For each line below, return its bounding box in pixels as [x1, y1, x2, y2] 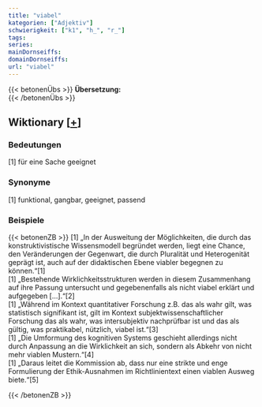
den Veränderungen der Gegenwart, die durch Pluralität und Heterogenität [8, 249, 250, 259]
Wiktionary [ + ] [8, 116, 81, 129]
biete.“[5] [8, 375, 39, 385]
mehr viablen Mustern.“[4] [8, 350, 95, 360]
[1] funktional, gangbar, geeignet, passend [8, 195, 146, 204]
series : [8, 41, 34, 49]
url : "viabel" [8, 63, 55, 71]
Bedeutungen [8, 140, 62, 151]
